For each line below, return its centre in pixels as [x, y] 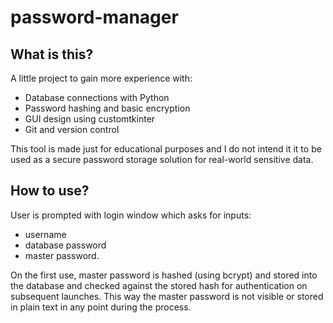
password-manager [94, 17]
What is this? [52, 54]
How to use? [50, 191]
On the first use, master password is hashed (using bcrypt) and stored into [164, 275]
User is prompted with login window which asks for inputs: [131, 215]
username [45, 234]
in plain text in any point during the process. [101, 307]
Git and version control [72, 129]
